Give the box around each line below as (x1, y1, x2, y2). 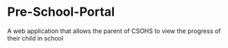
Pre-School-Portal (7, 4, 115, 20)
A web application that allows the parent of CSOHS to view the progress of (7, 27, 221, 35)
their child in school (7, 34, 64, 42)
